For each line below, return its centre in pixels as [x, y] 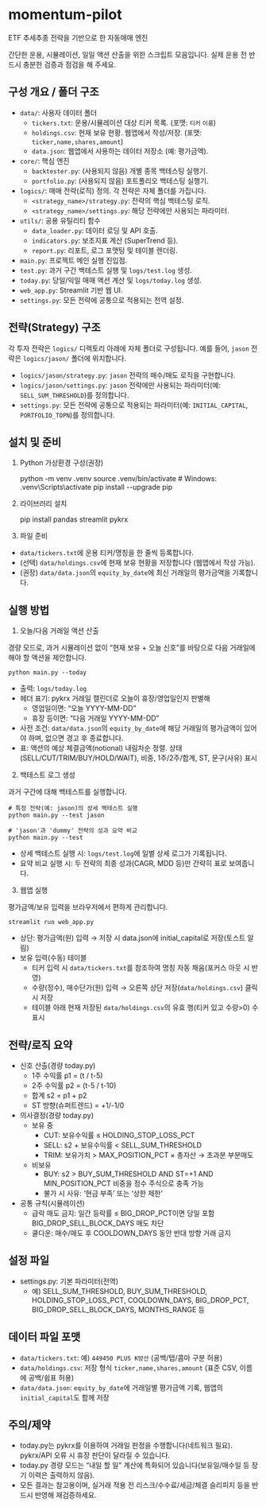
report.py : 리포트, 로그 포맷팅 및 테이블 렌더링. [104, 250]
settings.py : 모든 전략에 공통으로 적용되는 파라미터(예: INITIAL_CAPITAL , [134, 405]
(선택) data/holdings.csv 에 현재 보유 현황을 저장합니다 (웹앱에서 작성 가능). [137, 563]
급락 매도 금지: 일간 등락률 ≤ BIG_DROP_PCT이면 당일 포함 [123, 1213]
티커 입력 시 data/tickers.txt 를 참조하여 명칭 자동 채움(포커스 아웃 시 [141, 968]
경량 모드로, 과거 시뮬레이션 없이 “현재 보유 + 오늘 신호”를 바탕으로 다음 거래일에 [132, 648]
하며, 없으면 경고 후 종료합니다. [76, 738]
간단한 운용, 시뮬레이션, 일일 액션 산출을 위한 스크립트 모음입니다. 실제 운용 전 [128, 54]
